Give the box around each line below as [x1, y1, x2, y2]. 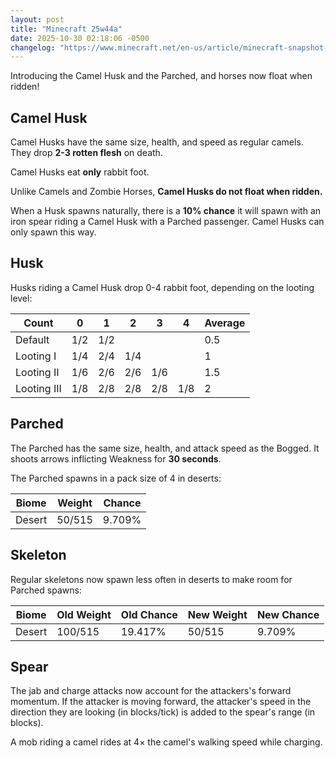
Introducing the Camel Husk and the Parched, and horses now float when [10, 70, 313, 82]
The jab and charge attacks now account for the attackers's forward [10, 685, 292, 697]
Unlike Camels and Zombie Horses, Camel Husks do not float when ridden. [10, 186, 323, 198]
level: [10, 292, 33, 304]
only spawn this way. [10, 226, 97, 238]
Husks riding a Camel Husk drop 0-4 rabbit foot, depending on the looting [10, 281, 315, 293]
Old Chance [120, 607, 178, 621]
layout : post [10, 14, 65, 25]
